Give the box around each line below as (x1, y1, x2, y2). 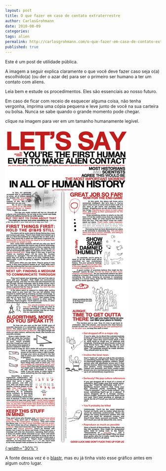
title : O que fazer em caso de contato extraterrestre (5, 13, 121, 18)
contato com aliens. (5, 79, 45, 85)
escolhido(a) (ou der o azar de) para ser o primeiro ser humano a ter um (5, 73, 152, 79)
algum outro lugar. (5, 460, 42, 466)
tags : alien (5, 34, 30, 39)
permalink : (5, 40, 28, 45)
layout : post (5, 8, 32, 13)
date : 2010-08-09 (5, 24, 41, 29)
